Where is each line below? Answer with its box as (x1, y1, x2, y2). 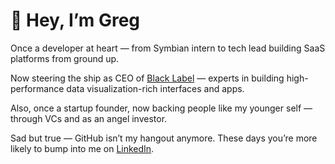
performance (10, 82, 65, 94)
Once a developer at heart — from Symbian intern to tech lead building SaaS (10, 42, 326, 54)
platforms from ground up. (10, 52, 120, 64)
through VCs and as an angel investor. (10, 112, 168, 124)
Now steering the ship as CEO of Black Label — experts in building (10, 72, 285, 84)
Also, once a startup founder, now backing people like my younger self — (10, 102, 313, 114)
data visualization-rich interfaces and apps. (66, 82, 245, 94)
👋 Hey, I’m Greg (10, 9, 141, 32)
